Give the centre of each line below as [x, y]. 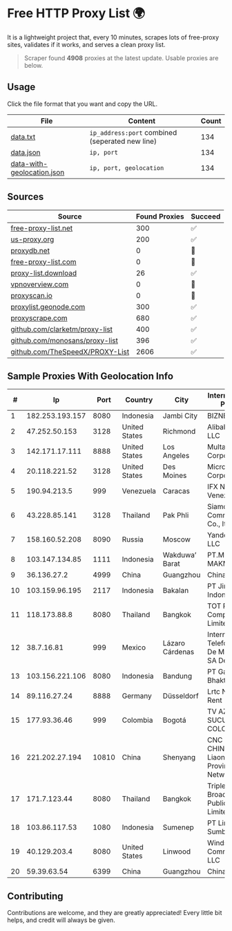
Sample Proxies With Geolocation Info [90, 376]
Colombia [137, 720]
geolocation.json [38, 172]
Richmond [179, 432]
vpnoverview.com [40, 284]
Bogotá [174, 720]
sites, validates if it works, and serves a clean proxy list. [86, 44]
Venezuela [139, 491]
